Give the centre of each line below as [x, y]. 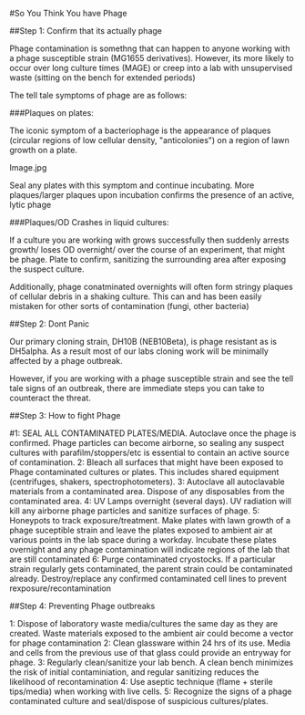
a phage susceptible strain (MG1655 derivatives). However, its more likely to [152, 58]
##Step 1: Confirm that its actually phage [86, 31]
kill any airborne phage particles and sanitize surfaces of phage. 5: [135, 511]
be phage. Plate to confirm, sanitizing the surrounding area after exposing [148, 259]
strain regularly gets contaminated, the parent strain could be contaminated [151, 569]
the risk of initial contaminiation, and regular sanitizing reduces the [134, 672]
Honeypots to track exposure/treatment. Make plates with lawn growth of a [150, 520]
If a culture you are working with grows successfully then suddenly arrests [149, 240]
